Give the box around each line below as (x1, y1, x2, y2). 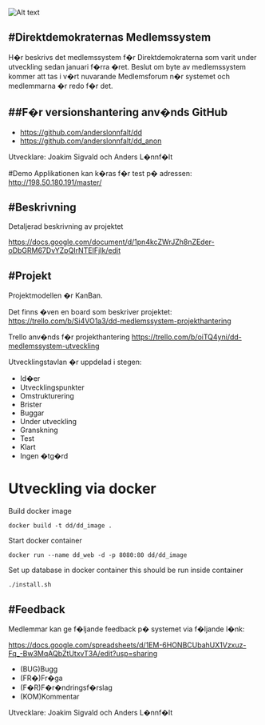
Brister (19, 400, 42, 410)
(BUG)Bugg (19, 664, 58, 674)
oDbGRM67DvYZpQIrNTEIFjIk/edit (8, 246, 121, 255)
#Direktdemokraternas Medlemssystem (8, 30, 212, 44)
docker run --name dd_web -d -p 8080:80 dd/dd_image (8, 551, 188, 559)
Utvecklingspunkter (19, 383, 85, 392)
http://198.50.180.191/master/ (8, 177, 102, 187)
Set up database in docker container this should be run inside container (8, 565, 243, 575)
